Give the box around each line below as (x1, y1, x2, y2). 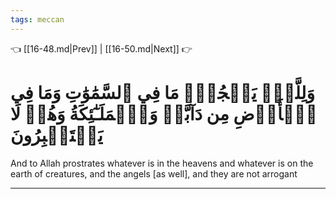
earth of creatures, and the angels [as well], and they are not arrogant (10, 167, 298, 180)
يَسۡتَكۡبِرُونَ (10, 124, 103, 146)
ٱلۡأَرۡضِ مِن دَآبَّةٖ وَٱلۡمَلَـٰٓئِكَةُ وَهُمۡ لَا (10, 102, 318, 125)
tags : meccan (10, 14, 65, 25)
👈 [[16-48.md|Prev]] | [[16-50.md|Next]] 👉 (10, 42, 193, 55)
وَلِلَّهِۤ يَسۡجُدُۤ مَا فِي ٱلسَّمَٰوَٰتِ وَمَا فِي (10, 81, 315, 104)
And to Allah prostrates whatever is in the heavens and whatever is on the (10, 157, 314, 169)
